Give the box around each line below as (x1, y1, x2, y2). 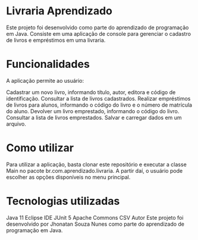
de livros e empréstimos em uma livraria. (6, 36, 106, 43)
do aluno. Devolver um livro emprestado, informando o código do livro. (6, 107, 180, 114)
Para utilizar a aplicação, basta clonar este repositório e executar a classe (6, 161, 187, 168)
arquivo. (6, 120, 27, 127)
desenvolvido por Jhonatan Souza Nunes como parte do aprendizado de (6, 220, 185, 227)
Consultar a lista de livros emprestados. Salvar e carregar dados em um (6, 114, 183, 121)
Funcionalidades (6, 58, 90, 71)
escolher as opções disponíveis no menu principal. (6, 173, 131, 180)
